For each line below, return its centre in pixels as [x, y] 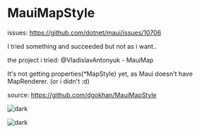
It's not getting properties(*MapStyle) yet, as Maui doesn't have [100, 74]
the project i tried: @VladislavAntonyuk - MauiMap [81, 60]
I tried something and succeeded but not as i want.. [82, 46]
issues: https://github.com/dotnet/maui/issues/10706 [84, 33]
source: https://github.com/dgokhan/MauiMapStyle [82, 95]
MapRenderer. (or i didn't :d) [48, 81]
